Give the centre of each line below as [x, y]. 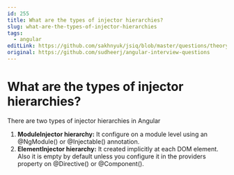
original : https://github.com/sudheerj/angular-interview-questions [109, 53]
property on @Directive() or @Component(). [80, 163]
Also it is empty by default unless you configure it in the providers [112, 156]
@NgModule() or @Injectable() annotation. [78, 141]
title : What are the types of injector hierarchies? [85, 20]
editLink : [22, 46]
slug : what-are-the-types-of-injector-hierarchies [82, 26]
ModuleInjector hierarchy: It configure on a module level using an [112, 134]
